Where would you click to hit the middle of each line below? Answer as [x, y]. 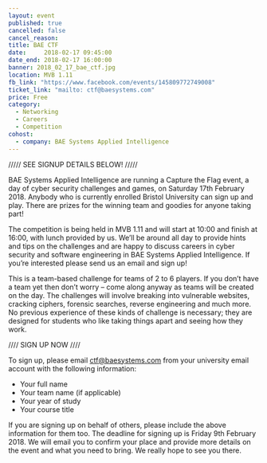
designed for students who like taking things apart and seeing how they [126, 320]
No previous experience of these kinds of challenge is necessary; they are [130, 312]
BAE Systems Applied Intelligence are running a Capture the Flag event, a [129, 179]
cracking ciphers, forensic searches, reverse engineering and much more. [130, 304]
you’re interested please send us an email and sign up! [98, 263]
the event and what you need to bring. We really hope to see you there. [125, 450]
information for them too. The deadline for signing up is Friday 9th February [132, 433]
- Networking [37, 112]
